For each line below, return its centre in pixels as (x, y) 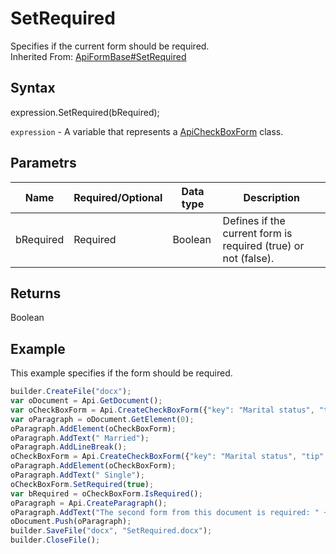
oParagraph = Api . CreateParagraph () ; (89, 503)
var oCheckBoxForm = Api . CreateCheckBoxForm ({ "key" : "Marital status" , (162, 410)
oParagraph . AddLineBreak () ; (69, 447)
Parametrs (43, 163)
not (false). (248, 258)
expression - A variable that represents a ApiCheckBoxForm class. (147, 131)
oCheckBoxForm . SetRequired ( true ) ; (82, 484)
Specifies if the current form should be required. (110, 46)
